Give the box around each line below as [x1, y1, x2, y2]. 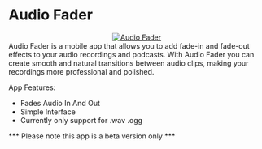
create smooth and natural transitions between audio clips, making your [8, 58, 249, 68]
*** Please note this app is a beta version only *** [8, 131, 176, 141]
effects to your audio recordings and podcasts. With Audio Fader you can [8, 49, 255, 59]
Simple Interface [20, 107, 76, 117]
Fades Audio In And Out [20, 98, 100, 108]
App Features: [8, 83, 56, 92]
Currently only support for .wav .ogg [20, 115, 143, 125]
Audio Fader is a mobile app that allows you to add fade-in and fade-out [8, 40, 250, 50]
